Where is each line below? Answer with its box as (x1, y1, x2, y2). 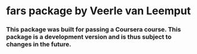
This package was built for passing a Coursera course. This (6, 26, 181, 34)
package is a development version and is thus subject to (6, 33, 172, 41)
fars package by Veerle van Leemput (6, 4, 191, 18)
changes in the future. (6, 40, 72, 49)
